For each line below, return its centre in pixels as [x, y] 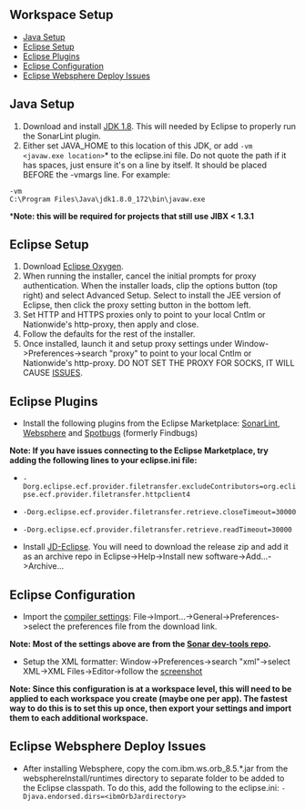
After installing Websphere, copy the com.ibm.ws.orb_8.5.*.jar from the [155, 768]
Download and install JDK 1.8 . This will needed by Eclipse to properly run [159, 126]
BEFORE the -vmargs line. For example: [97, 174]
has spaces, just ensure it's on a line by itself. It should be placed [144, 165]
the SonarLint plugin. [62, 136]
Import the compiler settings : [77, 617]
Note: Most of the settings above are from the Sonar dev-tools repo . [140, 644]
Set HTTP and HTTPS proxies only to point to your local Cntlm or [144, 315]
